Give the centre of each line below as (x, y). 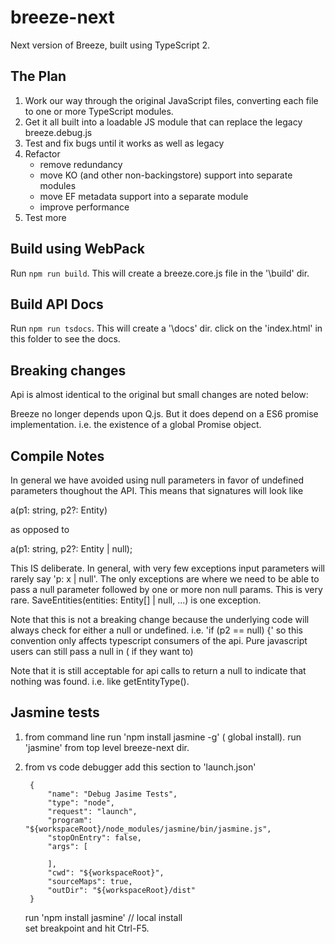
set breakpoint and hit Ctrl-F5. (87, 928)
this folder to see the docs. (65, 339)
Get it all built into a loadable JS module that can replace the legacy (163, 122)
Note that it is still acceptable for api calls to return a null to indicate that (158, 670)
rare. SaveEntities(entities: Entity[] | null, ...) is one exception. (136, 600)
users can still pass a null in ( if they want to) (102, 651)
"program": (70, 820)
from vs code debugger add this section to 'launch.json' (140, 767)
